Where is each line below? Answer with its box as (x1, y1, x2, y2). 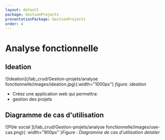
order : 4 (5, 21, 23, 26)
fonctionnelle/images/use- (106, 124, 161, 130)
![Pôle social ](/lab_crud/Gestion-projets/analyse (5, 124, 105, 130)
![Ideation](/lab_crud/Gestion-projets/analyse (5, 76, 98, 82)
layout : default (5, 7, 39, 12)
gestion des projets (12, 96, 52, 102)
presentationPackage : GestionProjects (5, 16, 86, 21)
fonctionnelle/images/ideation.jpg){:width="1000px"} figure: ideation (5, 81, 147, 87)
